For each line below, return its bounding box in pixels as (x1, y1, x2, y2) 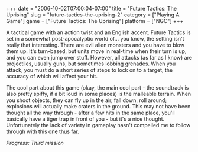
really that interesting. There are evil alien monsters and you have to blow (6, 41, 185, 48)
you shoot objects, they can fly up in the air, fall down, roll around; (6, 97, 167, 104)
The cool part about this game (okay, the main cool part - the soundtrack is (6, 84, 189, 91)
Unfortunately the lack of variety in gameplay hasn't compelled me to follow (6, 122, 191, 128)
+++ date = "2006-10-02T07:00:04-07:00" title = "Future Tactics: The (6, 5, 177, 12)
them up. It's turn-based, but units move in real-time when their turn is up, (6, 48, 187, 55)
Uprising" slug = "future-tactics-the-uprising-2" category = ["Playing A (6, 11, 180, 18)
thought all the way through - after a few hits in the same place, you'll (6, 109, 176, 116)
